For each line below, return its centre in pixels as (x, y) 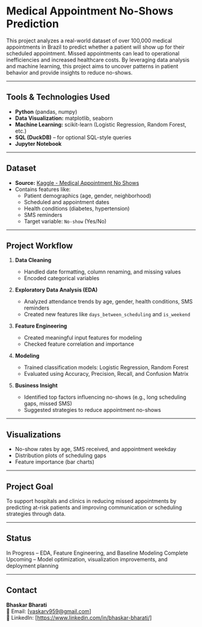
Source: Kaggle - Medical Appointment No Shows (77, 182)
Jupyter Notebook (38, 143)
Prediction (32, 24)
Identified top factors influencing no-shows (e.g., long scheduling (105, 397)
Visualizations (34, 435)
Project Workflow (40, 245)
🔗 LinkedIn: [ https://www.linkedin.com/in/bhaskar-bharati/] (79, 617)
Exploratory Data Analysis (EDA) (56, 290)
